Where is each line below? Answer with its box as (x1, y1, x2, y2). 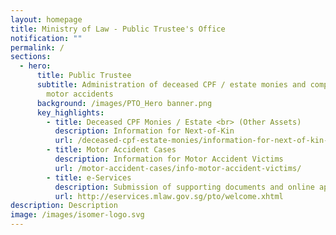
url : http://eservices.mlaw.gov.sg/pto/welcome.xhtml (54, 191, 284, 201)
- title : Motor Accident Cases (46, 145, 177, 155)
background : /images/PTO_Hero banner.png (36, 98, 213, 108)
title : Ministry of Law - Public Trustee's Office (10, 24, 226, 34)
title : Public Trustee (36, 71, 132, 81)
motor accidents (46, 89, 114, 99)
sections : (10, 52, 52, 62)
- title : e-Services (46, 172, 132, 183)
